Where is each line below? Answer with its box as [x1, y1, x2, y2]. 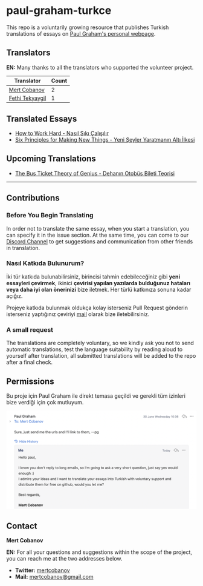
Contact [6, 521, 37, 531]
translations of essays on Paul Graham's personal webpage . [6, 30, 156, 37]
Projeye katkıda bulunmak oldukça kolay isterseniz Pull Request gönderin [6, 304, 188, 311]
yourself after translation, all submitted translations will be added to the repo [6, 352, 196, 360]
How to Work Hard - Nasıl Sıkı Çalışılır [14, 130, 109, 137]
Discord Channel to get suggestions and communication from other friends [6, 237, 193, 245]
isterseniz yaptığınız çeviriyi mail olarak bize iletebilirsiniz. [6, 310, 150, 318]
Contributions [6, 193, 60, 203]
